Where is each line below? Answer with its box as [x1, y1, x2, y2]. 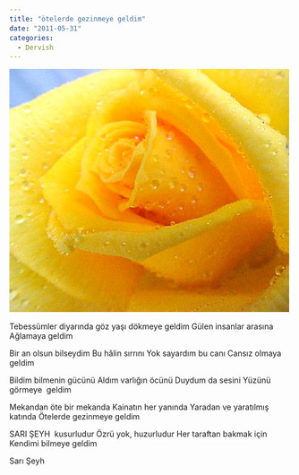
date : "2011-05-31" [9, 23, 82, 33]
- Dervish [17, 43, 54, 52]
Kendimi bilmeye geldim [9, 438, 98, 449]
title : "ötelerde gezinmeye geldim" [9, 14, 146, 23]
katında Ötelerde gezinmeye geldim [9, 411, 141, 422]
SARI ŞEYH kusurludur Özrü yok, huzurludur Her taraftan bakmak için [9, 428, 268, 439]
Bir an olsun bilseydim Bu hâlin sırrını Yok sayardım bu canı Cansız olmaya [9, 348, 282, 358]
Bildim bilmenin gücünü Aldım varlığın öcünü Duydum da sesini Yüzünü [9, 375, 271, 385]
